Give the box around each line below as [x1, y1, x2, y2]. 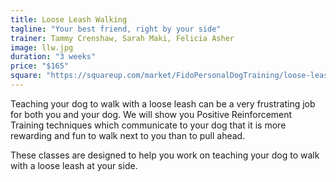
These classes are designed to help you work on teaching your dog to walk [10, 149, 320, 161]
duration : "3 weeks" [10, 52, 97, 62]
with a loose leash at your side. [10, 159, 138, 171]
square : [10, 71, 43, 81]
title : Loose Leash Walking [10, 14, 128, 25]
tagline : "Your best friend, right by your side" [10, 24, 222, 34]
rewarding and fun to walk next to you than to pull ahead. [10, 129, 246, 141]
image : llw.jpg [10, 42, 74, 53]
